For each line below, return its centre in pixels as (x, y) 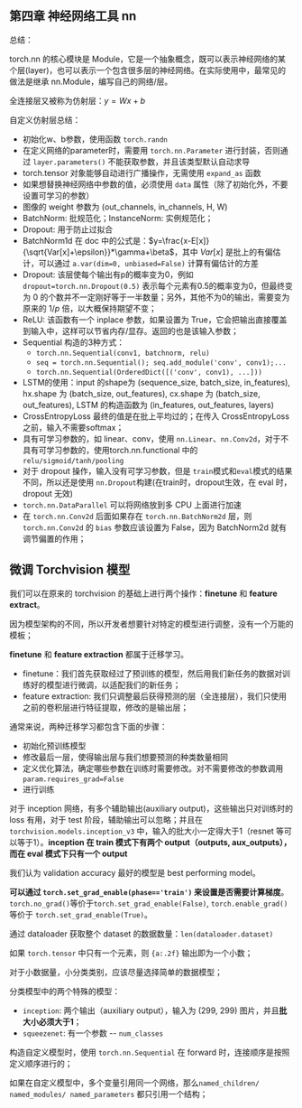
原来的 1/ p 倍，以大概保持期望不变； (90, 308)
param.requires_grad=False (73, 779)
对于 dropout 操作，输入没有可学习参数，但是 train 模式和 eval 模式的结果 (157, 470)
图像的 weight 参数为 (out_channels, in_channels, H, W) (125, 207)
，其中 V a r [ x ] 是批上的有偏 (224, 252)
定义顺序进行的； (41, 1063)
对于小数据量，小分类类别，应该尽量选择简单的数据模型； (116, 972)
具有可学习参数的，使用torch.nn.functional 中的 (110, 450)
